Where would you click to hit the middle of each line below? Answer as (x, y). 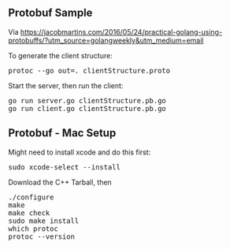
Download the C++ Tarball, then (60, 182)
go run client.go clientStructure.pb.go (87, 108)
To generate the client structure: (60, 55)
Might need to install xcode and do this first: (80, 152)
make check (29, 213)
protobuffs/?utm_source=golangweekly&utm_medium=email (106, 40)
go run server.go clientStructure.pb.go (87, 100)
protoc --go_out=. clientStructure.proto (89, 71)
